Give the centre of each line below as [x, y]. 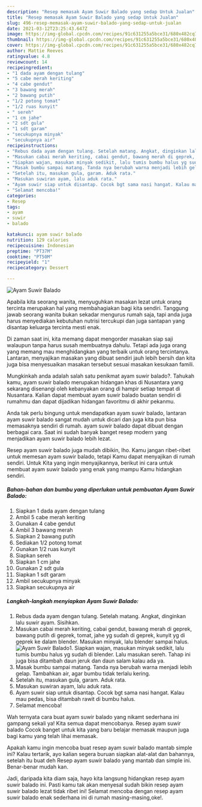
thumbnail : [20, 40]
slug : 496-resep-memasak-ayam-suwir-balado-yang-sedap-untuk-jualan [94, 23]
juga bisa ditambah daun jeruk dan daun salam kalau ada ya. [90, 661]
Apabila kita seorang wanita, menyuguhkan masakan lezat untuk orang [94, 302]
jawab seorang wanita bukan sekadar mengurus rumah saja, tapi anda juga [100, 314]
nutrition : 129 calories [38, 240]
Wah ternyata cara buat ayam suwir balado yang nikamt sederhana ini [93, 716]
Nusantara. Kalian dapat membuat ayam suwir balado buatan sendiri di [94, 395]
